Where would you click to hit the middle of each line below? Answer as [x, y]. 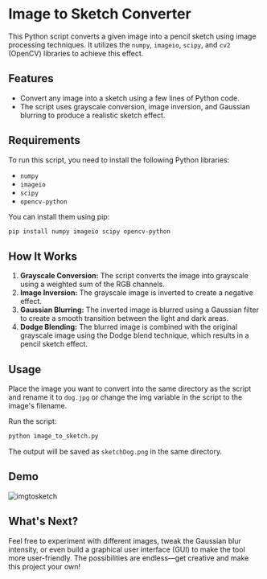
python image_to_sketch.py [53, 436]
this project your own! [45, 566]
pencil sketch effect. [54, 344]
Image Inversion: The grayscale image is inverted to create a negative [136, 293]
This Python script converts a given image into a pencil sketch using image [132, 36]
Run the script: [33, 421]
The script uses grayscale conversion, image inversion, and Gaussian [135, 106]
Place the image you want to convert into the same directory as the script [130, 389]
